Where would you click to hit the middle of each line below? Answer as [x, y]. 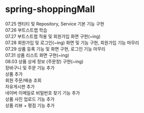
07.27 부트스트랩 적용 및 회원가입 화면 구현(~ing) [53, 36]
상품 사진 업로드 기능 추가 [30, 99]
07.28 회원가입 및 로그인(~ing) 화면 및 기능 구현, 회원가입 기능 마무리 [72, 42]
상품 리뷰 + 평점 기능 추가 [30, 105]
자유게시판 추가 [20, 86]
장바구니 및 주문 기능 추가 [30, 68]
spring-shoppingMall [50, 9]
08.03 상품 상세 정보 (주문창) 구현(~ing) [44, 61]
